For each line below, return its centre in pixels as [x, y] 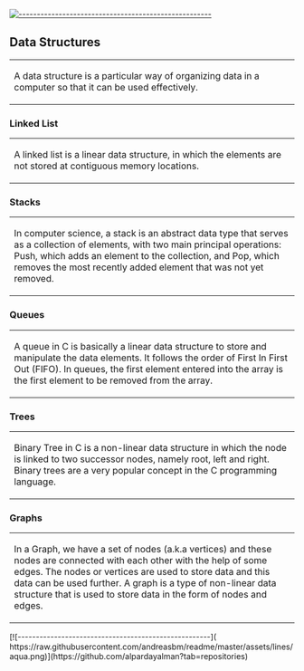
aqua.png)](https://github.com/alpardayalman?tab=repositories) [129, 657]
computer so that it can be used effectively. [106, 87]
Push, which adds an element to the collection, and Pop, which [147, 256]
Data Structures [55, 42]
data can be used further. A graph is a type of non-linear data [145, 583]
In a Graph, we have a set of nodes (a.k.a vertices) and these [143, 550]
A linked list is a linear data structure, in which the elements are [148, 155]
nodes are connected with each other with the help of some [141, 561]
